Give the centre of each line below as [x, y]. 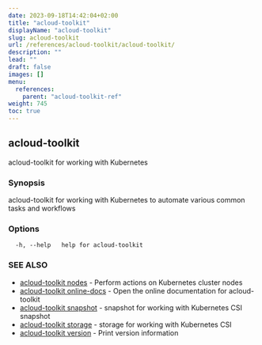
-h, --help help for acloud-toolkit [80, 245]
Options [24, 229]
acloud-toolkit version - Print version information [99, 332]
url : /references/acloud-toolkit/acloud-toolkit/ [92, 45]
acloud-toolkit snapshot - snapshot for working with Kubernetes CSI [131, 307]
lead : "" [23, 60]
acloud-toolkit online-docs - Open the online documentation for [123, 290]
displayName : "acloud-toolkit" [60, 30]
